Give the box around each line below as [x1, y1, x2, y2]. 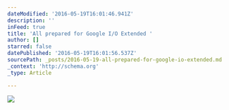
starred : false [7, 43, 52, 50]
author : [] [7, 37, 39, 44]
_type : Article [7, 69, 52, 76]
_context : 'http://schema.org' [7, 63, 99, 70]
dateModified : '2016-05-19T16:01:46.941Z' [7, 10, 134, 18]
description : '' [7, 17, 55, 24]
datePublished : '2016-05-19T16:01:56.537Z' [7, 50, 137, 57]
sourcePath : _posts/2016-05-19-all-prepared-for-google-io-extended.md [7, 56, 222, 63]
